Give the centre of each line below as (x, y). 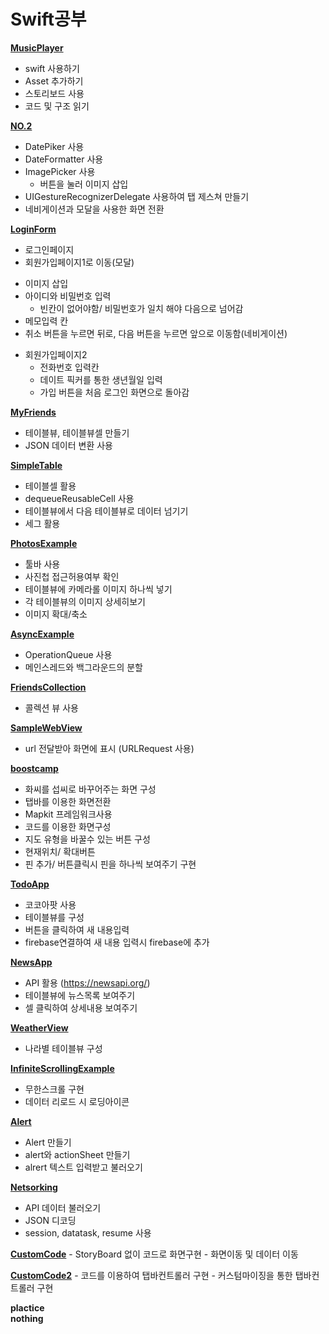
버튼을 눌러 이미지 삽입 (84, 184)
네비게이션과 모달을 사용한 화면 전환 (94, 209)
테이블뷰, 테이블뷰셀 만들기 (77, 432)
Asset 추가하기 (54, 81)
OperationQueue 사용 (68, 654)
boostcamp (34, 768)
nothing (27, 1318)
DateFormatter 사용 (64, 159)
